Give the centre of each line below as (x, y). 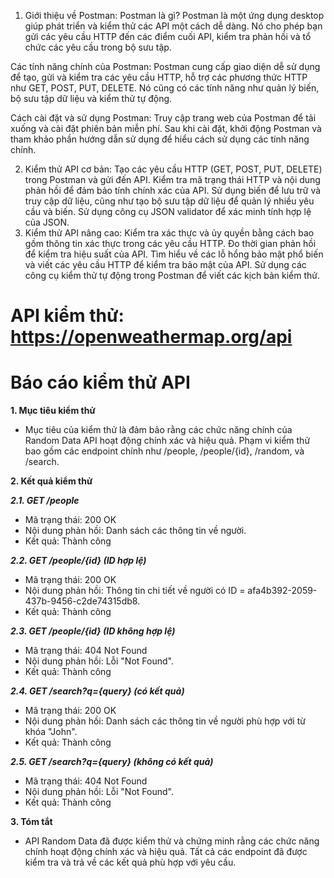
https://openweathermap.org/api (151, 337)
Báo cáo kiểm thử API (100, 382)
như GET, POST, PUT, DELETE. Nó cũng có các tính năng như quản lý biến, (165, 88)
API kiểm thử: (67, 316)
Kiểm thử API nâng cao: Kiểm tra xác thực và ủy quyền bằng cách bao (169, 233)
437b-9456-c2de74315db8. (82, 601)
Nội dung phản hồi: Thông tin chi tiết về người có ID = (135, 591)
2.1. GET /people (45, 501)
